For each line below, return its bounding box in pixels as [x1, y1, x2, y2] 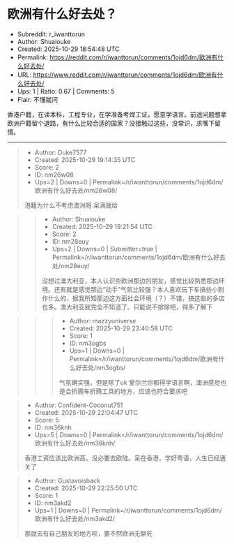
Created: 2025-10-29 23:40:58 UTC [69, 324, 173, 332]
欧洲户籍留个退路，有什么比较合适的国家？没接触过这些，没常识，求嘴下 [7, 119, 214, 127]
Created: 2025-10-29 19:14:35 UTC [34, 155, 136, 164]
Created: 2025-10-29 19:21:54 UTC [52, 222, 153, 230]
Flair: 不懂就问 [17, 95, 58, 103]
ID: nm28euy [52, 237, 89, 245]
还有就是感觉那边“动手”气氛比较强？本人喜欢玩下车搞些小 [54, 285, 218, 293]
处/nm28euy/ [52, 261, 90, 270]
